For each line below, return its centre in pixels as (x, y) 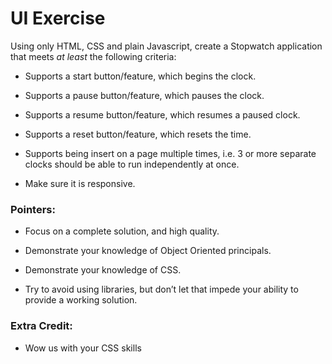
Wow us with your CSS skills (83, 348)
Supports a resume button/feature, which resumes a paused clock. (162, 114)
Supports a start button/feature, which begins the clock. (140, 76)
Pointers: (33, 209)
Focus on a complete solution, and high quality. (122, 231)
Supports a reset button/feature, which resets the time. (138, 134)
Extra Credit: (41, 326)
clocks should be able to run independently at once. (132, 164)
